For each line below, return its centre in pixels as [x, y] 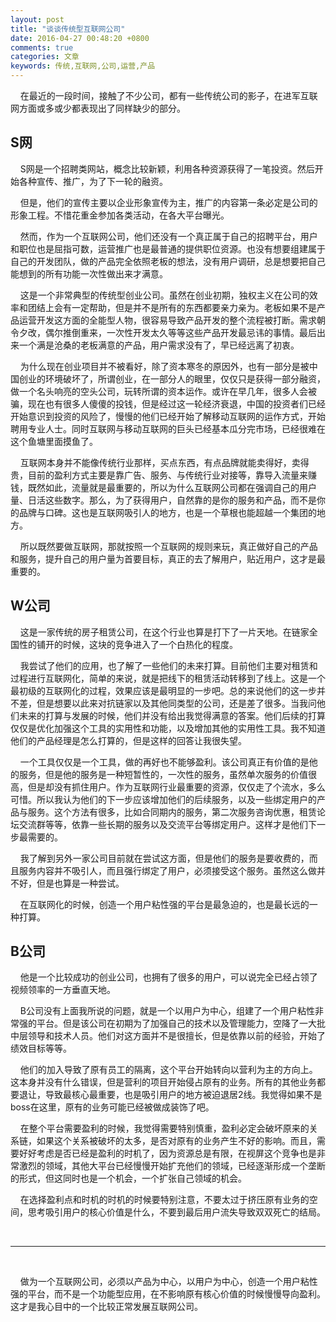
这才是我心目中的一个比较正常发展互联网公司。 [106, 1307]
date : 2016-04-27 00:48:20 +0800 [80, 38]
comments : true [42, 47]
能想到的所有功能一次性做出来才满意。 [89, 273]
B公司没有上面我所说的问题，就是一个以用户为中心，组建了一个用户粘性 [167, 1011]
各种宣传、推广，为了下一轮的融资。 [93, 181]
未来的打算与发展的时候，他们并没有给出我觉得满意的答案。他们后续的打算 [172, 715]
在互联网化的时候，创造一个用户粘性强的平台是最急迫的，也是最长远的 [164, 904]
